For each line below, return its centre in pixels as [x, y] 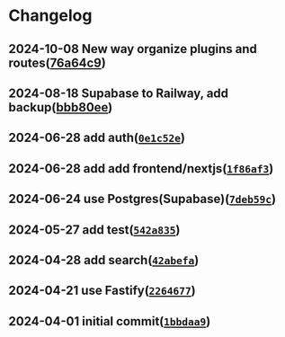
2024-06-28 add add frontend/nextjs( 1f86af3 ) [141, 168]
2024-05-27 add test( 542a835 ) [94, 230]
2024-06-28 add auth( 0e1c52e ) [97, 138]
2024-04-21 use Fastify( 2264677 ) [102, 291]
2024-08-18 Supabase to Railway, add [119, 93]
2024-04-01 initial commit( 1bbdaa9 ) [110, 321]
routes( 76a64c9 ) [58, 62]
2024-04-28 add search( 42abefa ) [104, 260]
